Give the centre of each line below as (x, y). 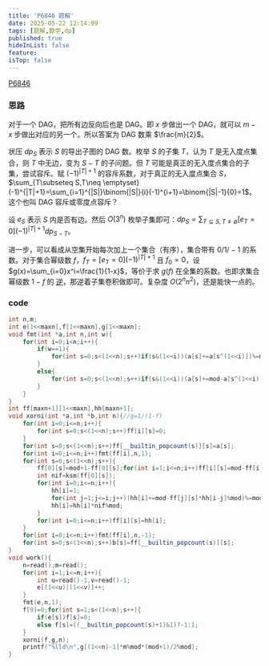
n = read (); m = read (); (55, 565)
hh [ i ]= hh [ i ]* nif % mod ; (87, 506)
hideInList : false (39, 46)
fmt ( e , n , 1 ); (42, 603)
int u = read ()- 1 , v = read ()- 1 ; (84, 580)
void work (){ (30, 558)
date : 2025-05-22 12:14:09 (53, 23)
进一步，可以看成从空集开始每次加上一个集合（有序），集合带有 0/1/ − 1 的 (129, 249)
